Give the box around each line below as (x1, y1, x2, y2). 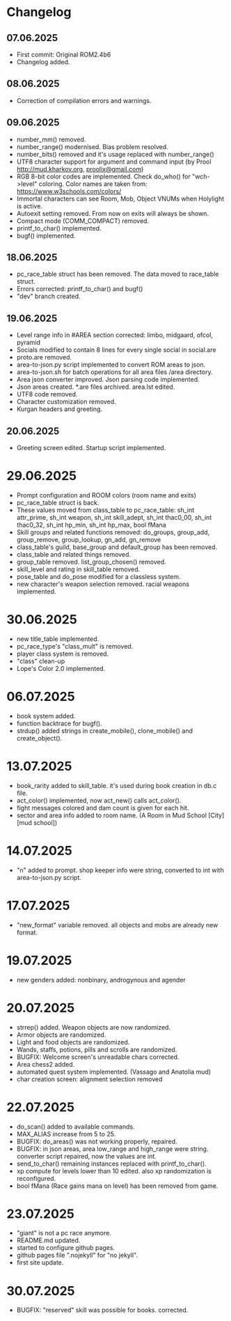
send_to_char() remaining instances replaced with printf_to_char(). (16, 1159, 207, 1168)
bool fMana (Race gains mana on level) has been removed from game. (16, 1182, 218, 1190)
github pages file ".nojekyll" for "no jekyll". (16, 1251, 138, 1260)
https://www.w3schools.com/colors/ (16, 187, 122, 195)
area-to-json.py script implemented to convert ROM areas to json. (16, 360, 206, 369)
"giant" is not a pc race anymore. (16, 1229, 112, 1237)
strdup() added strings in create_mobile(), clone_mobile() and (16, 726, 193, 735)
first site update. (16, 1258, 64, 1267)
